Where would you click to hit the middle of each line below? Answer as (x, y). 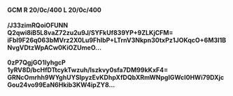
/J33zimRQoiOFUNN (38, 25)
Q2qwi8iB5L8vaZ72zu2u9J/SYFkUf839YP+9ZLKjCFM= (90, 33)
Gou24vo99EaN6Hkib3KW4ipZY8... (61, 85)
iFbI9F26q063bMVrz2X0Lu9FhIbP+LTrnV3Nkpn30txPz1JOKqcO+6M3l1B (117, 40)
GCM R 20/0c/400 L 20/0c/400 (54, 10)
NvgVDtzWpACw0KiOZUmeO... (55, 48)
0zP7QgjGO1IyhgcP (37, 62)
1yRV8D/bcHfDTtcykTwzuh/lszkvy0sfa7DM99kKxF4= (88, 70)
